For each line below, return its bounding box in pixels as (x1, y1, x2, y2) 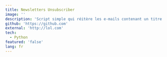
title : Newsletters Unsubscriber (5, 7, 75, 12)
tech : (5, 30, 16, 35)
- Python (9, 35, 28, 40)
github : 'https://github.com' (5, 21, 68, 26)
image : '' (5, 12, 26, 17)
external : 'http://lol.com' (5, 26, 64, 31)
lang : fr (5, 44, 23, 49)
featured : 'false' (5, 40, 43, 45)
